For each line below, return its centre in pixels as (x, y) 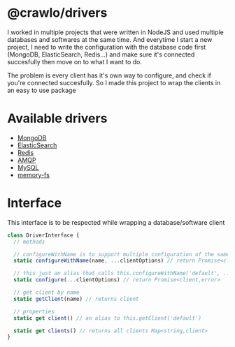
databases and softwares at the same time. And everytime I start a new (110, 39)
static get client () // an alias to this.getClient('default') (107, 318)
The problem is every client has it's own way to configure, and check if (109, 75)
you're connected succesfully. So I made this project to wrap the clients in (114, 82)
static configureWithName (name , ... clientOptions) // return (105, 261)
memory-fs (34, 175)
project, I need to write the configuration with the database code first (107, 47)
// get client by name (47, 293)
